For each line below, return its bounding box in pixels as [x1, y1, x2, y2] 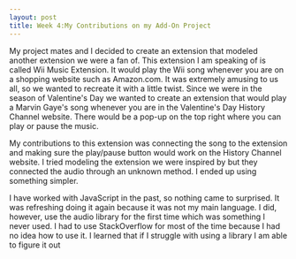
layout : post [9, 12, 57, 22]
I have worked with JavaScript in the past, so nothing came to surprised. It [9, 192, 280, 203]
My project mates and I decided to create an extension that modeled [9, 45, 258, 56]
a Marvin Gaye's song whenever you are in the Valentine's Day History [9, 102, 266, 112]
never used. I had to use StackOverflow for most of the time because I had [9, 220, 281, 231]
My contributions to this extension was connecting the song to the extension [9, 138, 288, 149]
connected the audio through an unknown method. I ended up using [9, 165, 257, 177]
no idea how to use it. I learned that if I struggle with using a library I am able [9, 230, 288, 240]
